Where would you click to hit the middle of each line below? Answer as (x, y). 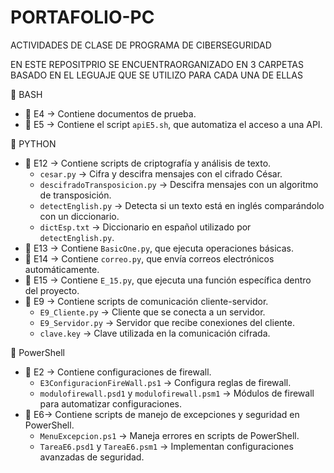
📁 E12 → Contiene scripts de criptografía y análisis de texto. (148, 163)
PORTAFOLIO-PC (82, 17)
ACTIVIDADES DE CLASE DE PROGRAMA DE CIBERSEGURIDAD (141, 45)
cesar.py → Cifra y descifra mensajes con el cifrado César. (161, 173)
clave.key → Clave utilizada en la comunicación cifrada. (155, 333)
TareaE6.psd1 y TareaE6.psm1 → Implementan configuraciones (166, 446)
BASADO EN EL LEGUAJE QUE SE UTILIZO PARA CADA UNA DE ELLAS (156, 75)
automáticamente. (62, 269)
